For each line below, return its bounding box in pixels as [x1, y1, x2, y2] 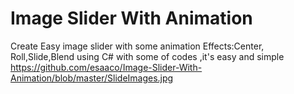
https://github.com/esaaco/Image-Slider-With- [10, 61, 203, 73]
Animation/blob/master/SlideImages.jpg [10, 72, 174, 84]
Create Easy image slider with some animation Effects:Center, [10, 40, 265, 52]
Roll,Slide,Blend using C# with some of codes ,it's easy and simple [10, 50, 285, 62]
